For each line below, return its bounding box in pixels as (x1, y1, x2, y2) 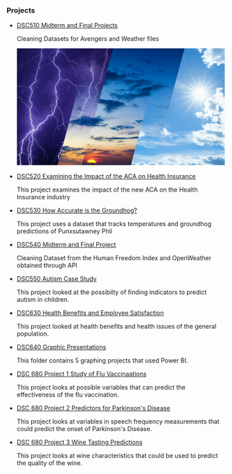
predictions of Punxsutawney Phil (16, 227, 112, 235)
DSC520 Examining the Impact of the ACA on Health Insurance (16, 172, 196, 181)
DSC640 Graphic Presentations (16, 343, 107, 352)
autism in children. (16, 295, 70, 304)
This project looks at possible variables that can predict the (16, 383, 186, 392)
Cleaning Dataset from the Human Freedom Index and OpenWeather (16, 254, 212, 262)
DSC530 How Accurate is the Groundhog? (16, 206, 138, 215)
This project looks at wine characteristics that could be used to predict (16, 452, 218, 460)
